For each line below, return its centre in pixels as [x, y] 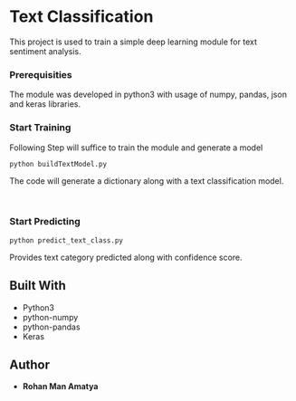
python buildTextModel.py [58, 164]
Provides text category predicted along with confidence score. [126, 257]
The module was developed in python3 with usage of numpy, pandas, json [148, 95]
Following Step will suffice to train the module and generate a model [136, 148]
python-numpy [50, 317]
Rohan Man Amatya [60, 387]
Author [29, 365]
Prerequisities [41, 74]
